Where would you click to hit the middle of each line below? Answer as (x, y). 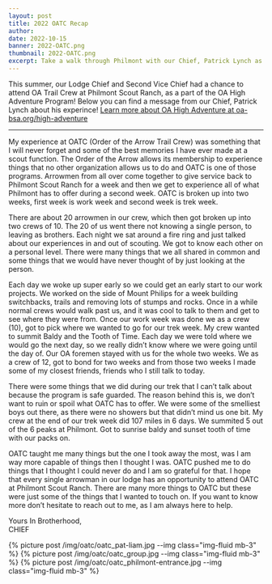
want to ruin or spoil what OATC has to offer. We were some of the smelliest (134, 403)
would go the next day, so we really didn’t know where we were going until (133, 345)
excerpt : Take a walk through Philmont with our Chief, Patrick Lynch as (136, 61)
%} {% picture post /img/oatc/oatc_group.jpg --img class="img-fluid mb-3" (134, 553)
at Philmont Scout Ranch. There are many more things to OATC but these (130, 488)
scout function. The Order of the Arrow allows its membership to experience (136, 159)
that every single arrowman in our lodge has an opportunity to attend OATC (134, 479)
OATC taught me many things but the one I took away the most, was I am (130, 453)
